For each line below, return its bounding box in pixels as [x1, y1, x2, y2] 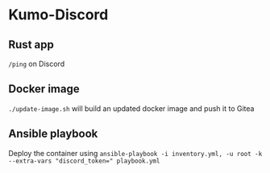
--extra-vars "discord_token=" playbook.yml [8, 157, 160, 165]
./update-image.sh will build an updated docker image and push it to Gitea [8, 103, 255, 113]
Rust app [8, 38, 54, 51]
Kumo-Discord [8, 6, 109, 24]
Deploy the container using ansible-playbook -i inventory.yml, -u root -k [8, 148, 263, 158]
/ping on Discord [8, 59, 65, 68]
